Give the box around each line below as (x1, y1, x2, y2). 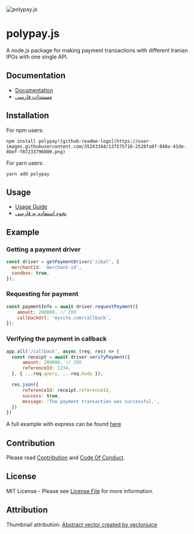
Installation (6, 110, 49, 121)
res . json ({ (11, 382, 39, 388)
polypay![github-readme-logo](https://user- (38, 138, 152, 144)
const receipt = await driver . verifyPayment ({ (11, 354, 130, 360)
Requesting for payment (6, 290, 79, 298)
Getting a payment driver (6, 245, 81, 253)
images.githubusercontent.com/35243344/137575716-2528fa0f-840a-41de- (6, 143, 187, 149)
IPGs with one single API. (6, 53, 68, 60)
